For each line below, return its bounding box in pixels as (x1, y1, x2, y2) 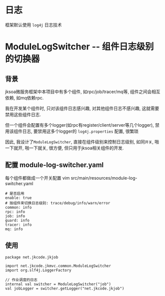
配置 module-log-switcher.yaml (5, 161, 104, 169)
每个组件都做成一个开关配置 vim (5, 175, 70, 181)
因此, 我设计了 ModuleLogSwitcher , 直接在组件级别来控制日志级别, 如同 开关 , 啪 (5, 139, 159, 145)
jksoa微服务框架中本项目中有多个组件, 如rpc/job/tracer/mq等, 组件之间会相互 (5, 89, 161, 95)
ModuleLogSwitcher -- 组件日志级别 (5, 41, 154, 52)
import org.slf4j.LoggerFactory (5, 268, 71, 273)
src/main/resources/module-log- (70, 175, 137, 181)
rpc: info (5, 209, 26, 214)
